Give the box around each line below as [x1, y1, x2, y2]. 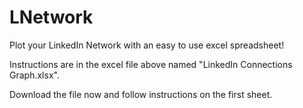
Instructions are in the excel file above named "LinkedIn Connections [9, 58, 293, 70]
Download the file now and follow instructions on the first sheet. [9, 88, 273, 100]
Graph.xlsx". [9, 69, 60, 81]
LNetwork [9, 6, 94, 29]
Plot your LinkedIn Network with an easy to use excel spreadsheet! [9, 39, 285, 51]
